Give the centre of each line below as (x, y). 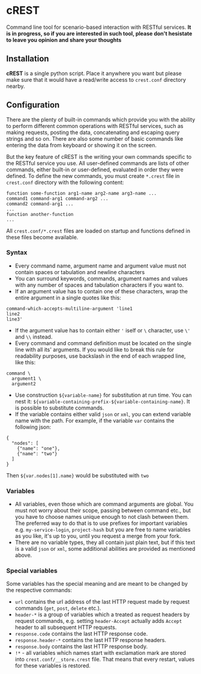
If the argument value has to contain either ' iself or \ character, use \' (103, 330)
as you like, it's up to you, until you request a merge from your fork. (98, 536)
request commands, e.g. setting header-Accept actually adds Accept (98, 621)
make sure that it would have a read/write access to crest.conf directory (96, 79)
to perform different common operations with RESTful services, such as (95, 126)
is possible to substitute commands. (59, 408)
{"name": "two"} (37, 454)
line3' (14, 319)
